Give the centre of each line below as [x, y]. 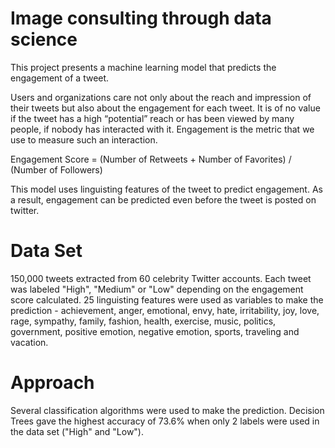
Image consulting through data [141, 18]
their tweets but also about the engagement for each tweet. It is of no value [165, 108]
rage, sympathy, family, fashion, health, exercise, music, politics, [143, 321]
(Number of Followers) [56, 169]
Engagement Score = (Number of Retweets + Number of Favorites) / [151, 159]
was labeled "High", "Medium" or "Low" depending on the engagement [157, 289]
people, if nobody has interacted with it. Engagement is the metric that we [162, 129]
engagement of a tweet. [60, 78]
